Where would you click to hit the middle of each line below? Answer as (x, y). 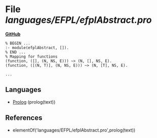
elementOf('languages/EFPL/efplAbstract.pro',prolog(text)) (74, 130)
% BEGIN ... (18, 43)
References (24, 118)
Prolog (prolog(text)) (34, 102)
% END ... (16, 52)
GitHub (13, 34)
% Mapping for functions (31, 57)
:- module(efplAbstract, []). (37, 48)
